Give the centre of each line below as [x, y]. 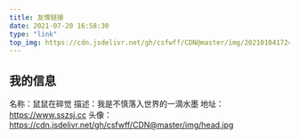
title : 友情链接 [36, 17]
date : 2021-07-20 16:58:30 [59, 26]
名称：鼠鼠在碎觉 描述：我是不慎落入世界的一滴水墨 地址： [117, 104]
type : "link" [33, 34]
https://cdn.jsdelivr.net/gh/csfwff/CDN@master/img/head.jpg [121, 125]
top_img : [25, 42]
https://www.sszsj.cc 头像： [61, 115]
